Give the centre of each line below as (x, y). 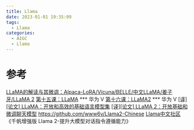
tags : (13, 22)
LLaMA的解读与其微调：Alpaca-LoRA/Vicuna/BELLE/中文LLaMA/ (84, 92)
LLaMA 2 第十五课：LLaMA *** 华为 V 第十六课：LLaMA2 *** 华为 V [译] (100, 99)
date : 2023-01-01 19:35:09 (39, 17)
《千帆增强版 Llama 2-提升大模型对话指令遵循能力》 (69, 121)
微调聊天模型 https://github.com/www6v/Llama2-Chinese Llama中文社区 (93, 114)
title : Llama (22, 11)
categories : (20, 33)
